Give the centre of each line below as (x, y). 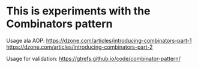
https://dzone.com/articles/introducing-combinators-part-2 (79, 47)
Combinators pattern (59, 24)
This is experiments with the (78, 11)
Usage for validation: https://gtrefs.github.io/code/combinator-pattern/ (94, 58)
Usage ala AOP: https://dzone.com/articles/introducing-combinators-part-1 (99, 40)
